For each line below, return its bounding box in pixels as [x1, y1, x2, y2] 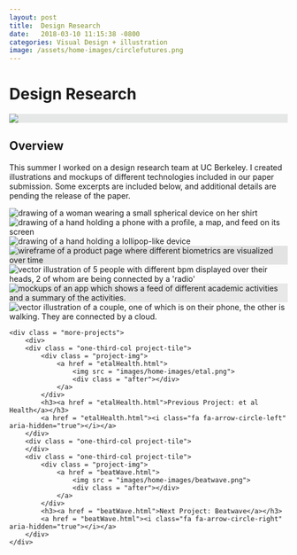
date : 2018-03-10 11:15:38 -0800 [9, 29, 141, 38]
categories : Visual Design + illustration [9, 37, 168, 47]
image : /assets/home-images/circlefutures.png [9, 46, 184, 55]
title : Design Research [9, 21, 101, 30]
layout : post [9, 12, 57, 22]
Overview [9, 138, 65, 153]
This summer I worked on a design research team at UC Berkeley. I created [9, 161, 283, 173]
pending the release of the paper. [9, 190, 131, 200]
